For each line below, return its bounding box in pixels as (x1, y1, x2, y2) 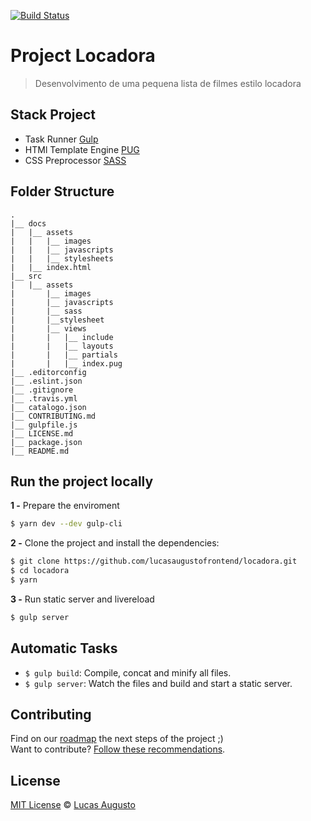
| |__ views (10, 323, 87, 334)
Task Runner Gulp (24, 133, 99, 145)
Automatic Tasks (10, 640, 118, 657)
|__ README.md (10, 446, 70, 456)
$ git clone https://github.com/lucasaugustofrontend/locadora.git (10, 556, 298, 567)
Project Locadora (10, 45, 156, 67)
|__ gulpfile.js (10, 420, 78, 430)
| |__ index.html (10, 262, 92, 272)
